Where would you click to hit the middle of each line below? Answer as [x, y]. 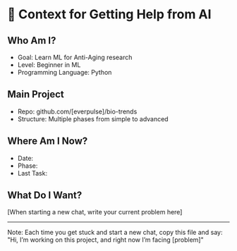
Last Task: [32, 173]
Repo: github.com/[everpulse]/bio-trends [77, 111]
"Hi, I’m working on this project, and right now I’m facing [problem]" [105, 240]
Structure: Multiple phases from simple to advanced [93, 118]
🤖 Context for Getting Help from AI [109, 14]
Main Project [36, 94]
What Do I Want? [45, 196]
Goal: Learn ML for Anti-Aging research [75, 57]
